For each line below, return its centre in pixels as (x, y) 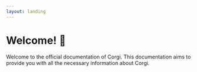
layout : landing (26, 11)
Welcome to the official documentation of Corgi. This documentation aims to (98, 57)
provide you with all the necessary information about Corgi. (78, 63)
